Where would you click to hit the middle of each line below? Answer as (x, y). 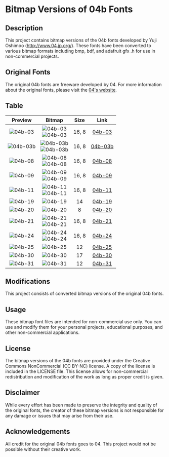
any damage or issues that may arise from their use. (59, 415)
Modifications (28, 281)
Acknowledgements (38, 432)
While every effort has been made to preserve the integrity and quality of (81, 405)
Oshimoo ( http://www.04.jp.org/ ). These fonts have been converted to (78, 46)
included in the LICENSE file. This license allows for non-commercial (77, 371)
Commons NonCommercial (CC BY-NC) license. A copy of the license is (80, 366)
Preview (22, 120)
